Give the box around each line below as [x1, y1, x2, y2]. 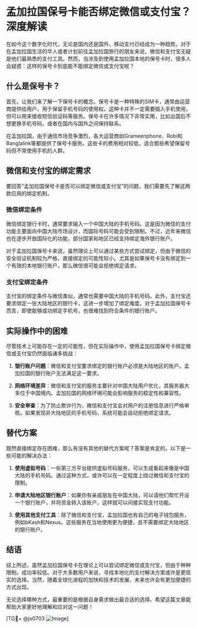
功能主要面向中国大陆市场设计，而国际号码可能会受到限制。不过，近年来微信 [6, 227, 191, 234]
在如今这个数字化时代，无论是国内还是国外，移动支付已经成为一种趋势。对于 [6, 40, 191, 47]
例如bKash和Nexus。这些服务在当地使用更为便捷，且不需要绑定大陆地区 [14, 518, 189, 525]
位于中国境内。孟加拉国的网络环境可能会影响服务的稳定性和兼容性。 [19, 389, 185, 396]
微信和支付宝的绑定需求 [6, 166, 91, 176]
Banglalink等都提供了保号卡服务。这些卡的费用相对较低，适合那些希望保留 [6, 139, 185, 146]
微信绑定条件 [6, 206, 43, 214]
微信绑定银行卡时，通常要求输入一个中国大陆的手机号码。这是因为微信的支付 [6, 220, 191, 227]
